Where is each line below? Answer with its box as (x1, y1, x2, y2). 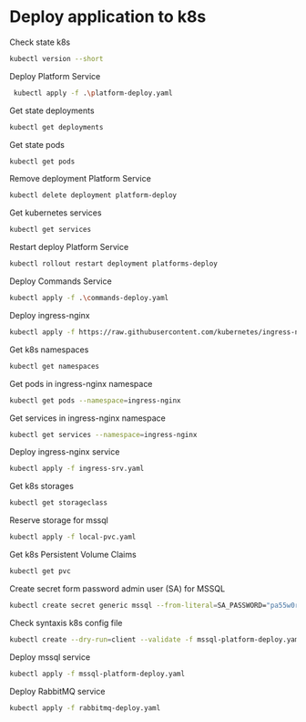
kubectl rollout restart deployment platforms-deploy (9, 259, 219, 268)
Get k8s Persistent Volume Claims (9, 549, 137, 560)
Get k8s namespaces (9, 344, 89, 355)
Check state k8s (9, 37, 71, 47)
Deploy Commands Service (9, 276, 112, 287)
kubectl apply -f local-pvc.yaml (9, 532, 137, 542)
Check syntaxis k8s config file (9, 617, 123, 628)
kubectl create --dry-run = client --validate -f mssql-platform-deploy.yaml (9, 634, 303, 644)
